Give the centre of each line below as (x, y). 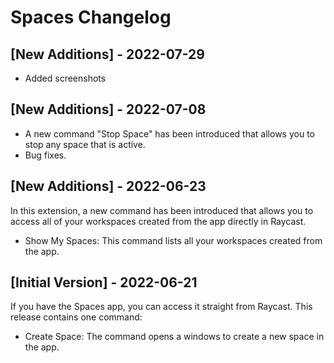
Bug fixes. (45, 155)
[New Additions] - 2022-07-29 (107, 54)
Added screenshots (65, 78)
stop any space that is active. (85, 144)
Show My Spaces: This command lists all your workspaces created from (173, 240)
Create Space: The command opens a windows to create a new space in (174, 337)
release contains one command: (76, 317)
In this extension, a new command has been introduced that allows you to (162, 210)
